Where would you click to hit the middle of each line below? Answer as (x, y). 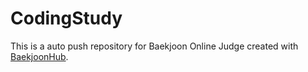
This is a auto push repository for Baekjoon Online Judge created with (154, 46)
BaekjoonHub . (39, 56)
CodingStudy (66, 18)
